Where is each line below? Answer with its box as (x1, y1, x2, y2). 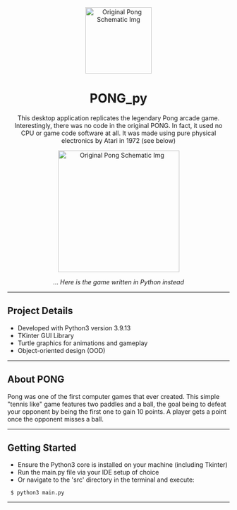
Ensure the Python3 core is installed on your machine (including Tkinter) (17, 460, 228, 469)
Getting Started (7, 441, 77, 453)
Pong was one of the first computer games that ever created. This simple (7, 392, 220, 400)
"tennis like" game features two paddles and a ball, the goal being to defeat (7, 400, 226, 408)
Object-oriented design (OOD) (17, 346, 106, 354)
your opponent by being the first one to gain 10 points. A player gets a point (7, 407, 227, 416)
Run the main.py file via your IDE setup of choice (17, 468, 159, 477)
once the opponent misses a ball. (7, 415, 104, 423)
